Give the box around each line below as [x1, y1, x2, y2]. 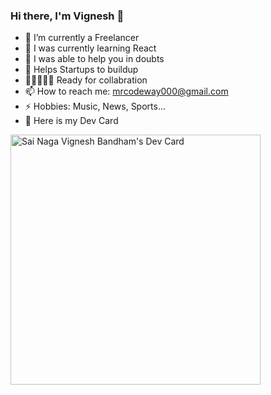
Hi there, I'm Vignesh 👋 [10, 9, 125, 23]
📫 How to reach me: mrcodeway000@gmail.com [24, 85, 229, 98]
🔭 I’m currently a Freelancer [24, 32, 140, 44]
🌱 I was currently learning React [24, 42, 157, 54]
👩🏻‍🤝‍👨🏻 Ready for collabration [24, 74, 148, 86]
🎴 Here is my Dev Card [24, 115, 119, 127]
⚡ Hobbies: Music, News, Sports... [24, 100, 167, 113]
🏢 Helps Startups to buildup [24, 64, 139, 76]
